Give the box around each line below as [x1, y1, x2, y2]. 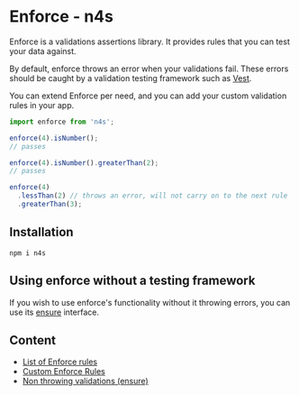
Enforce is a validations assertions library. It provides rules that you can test [9, 36, 290, 47]
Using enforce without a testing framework [9, 273, 256, 289]
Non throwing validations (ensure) [22, 376, 149, 387]
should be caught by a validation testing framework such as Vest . [9, 72, 252, 83]
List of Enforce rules [22, 356, 98, 367]
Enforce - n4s [9, 6, 114, 27]
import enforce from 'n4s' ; [9, 117, 115, 126]
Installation [9, 225, 74, 240]
